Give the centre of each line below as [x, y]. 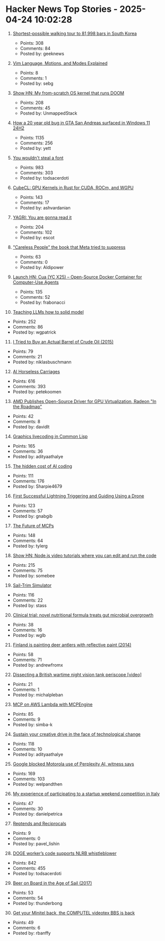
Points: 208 [32, 102]
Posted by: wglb [29, 635]
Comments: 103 [29, 779]
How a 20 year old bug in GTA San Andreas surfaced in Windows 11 [81, 123]
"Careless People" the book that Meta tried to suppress [69, 247]
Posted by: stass [30, 605]
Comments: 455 [29, 868]
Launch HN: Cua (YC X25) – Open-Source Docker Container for [77, 277]
